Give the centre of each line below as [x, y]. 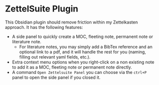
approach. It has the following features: [44, 27]
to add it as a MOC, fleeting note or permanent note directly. [72, 67]
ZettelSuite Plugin [42, 9]
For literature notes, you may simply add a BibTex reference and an [86, 47]
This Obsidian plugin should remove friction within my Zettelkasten [72, 22]
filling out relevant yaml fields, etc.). [55, 57]
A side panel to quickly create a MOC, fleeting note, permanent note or [82, 36]
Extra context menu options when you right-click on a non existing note [83, 62]
